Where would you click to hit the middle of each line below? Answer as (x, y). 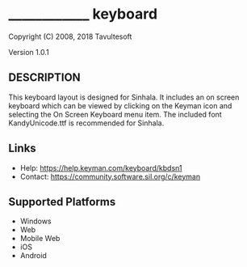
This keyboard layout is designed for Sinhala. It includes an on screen (124, 97)
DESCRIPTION (44, 78)
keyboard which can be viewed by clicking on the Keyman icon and (120, 105)
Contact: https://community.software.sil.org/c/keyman (110, 176)
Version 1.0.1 (29, 52)
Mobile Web (40, 239)
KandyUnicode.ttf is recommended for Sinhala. (86, 123)
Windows (36, 221)
